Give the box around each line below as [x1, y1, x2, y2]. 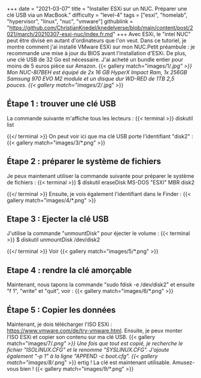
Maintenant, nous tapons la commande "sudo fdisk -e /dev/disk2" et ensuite [7, 281, 195, 288]
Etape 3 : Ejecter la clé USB [7, 214, 109, 224]
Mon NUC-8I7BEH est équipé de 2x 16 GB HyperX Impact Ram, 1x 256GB [7, 69, 188, 75]
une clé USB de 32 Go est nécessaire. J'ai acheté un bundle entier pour [7, 56, 184, 63]
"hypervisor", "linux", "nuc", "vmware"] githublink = [7, 18, 133, 25]
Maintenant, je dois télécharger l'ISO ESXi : [7, 320, 112, 328]
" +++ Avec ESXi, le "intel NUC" [112, 31, 191, 38]
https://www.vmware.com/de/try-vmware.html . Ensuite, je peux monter [7, 327, 183, 334]
